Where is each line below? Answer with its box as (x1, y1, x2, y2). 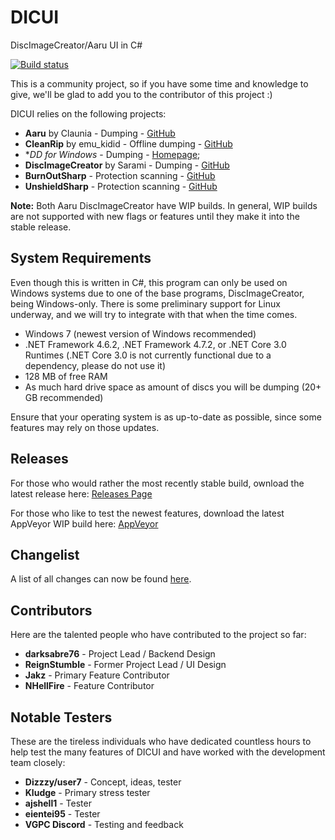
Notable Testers (10, 709, 113, 726)
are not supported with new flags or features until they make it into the (10, 210, 300, 222)
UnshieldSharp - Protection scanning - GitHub (24, 180, 218, 192)
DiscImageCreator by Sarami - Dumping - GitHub (24, 159, 230, 171)
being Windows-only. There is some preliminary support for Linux (10, 297, 281, 310)
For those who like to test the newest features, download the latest (10, 507, 285, 519)
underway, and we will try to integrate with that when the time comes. (10, 308, 298, 320)
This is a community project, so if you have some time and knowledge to (10, 77, 309, 90)
